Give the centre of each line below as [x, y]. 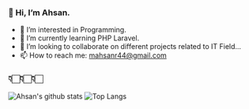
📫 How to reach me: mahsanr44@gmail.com [93, 55]
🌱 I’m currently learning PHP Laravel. [79, 38]
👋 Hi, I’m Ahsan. [39, 13]
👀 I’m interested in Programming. [73, 30]
